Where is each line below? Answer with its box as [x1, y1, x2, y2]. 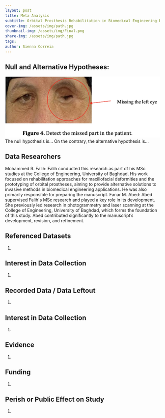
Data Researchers [5, 153, 61, 161]
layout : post [5, 8, 32, 13]
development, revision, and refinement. [5, 217, 84, 223]
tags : [5, 39, 16, 44]
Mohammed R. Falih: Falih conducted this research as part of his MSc [5, 165, 146, 171]
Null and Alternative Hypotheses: [5, 63, 110, 71]
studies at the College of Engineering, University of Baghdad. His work [5, 171, 148, 177]
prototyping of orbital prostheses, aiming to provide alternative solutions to [5, 181, 157, 187]
